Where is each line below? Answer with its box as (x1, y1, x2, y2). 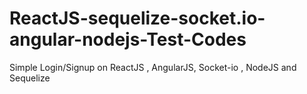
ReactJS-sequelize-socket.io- (9, 7, 266, 30)
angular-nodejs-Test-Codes (9, 28, 247, 51)
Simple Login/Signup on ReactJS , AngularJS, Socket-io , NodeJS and (9, 61, 297, 73)
